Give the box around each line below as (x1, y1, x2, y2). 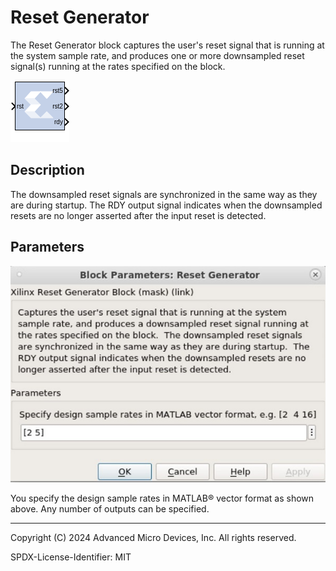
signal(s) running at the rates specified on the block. (10, 60, 226, 72)
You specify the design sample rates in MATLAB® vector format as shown (10, 492, 315, 504)
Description (10, 162, 85, 179)
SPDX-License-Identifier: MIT (10, 551, 132, 563)
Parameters (10, 239, 85, 256)
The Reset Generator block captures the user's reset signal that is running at (10, 39, 325, 51)
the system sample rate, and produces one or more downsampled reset (10, 49, 305, 61)
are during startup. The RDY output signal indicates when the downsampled (10, 199, 323, 211)
